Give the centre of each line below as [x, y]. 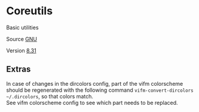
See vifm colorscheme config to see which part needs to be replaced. [92, 102]
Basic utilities [22, 27]
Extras [19, 69]
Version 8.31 [22, 50]
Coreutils [29, 11]
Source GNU [22, 39]
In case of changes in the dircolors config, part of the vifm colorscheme [95, 83]
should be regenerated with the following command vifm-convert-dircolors [100, 90]
